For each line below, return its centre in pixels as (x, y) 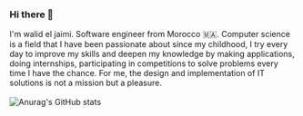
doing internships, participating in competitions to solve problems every (144, 63)
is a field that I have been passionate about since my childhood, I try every (149, 44)
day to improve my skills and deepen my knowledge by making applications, (152, 54)
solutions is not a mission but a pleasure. (86, 83)
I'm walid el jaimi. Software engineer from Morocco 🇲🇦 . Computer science (150, 34)
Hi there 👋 (32, 14)
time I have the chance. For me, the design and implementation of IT (137, 73)
